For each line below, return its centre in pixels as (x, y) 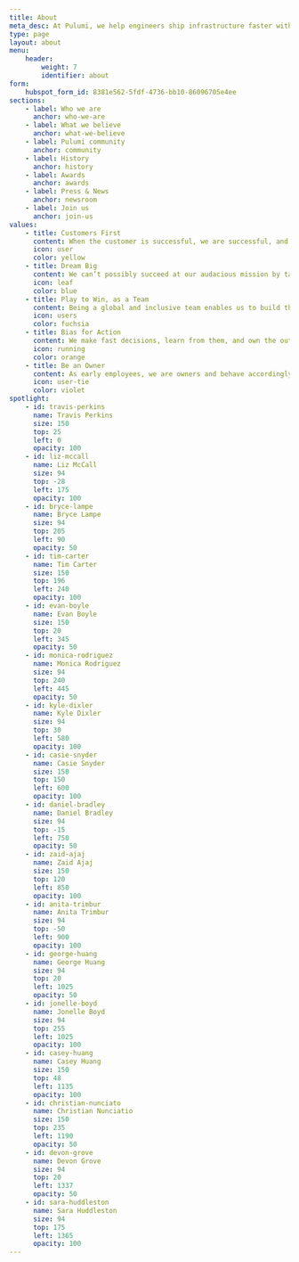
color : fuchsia (61, 324)
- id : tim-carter (57, 556)
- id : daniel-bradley (65, 805)
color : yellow (59, 258)
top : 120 (49, 879)
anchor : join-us (63, 216)
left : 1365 (53, 1235)
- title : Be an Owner (65, 365)
